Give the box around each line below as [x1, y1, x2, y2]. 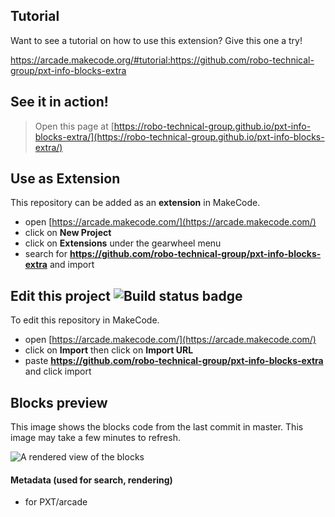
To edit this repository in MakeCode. [10, 314, 160, 326]
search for [24, 248, 68, 260]
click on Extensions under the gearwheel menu [24, 237, 222, 249]
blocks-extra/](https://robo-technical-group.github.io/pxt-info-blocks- [34, 130, 325, 143]
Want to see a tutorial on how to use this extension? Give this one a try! [10, 34, 303, 46]
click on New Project [24, 227, 112, 239]
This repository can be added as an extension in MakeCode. [10, 197, 261, 209]
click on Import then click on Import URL [24, 344, 194, 356]
